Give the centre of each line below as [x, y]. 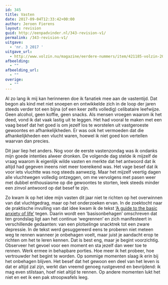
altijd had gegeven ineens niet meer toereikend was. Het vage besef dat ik [82, 166]
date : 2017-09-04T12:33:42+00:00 [40, 19]
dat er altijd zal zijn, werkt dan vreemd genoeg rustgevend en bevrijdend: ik [83, 266]
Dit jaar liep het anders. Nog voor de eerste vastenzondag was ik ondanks [81, 150]
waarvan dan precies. [27, 141]
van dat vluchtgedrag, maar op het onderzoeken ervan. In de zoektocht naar [84, 202]
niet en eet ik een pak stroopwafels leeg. [47, 277]
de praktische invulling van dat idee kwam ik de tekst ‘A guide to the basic [81, 208]
